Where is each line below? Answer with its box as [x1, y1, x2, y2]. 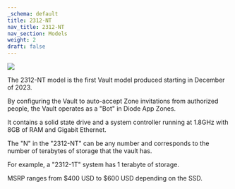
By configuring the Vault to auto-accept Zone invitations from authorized [7, 97, 219, 105]
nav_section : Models [7, 30, 68, 37]
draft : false [7, 43, 46, 50]
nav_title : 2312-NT [7, 23, 65, 30]
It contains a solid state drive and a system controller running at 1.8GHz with [7, 118, 229, 126]
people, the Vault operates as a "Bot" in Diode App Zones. [7, 104, 176, 113]
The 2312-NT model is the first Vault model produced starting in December [7, 75, 225, 84]
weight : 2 [7, 37, 37, 44]
